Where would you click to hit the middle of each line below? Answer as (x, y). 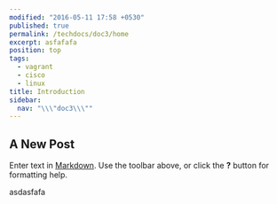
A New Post (42, 144)
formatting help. (39, 175)
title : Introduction (47, 91)
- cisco (32, 75)
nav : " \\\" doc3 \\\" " (55, 108)
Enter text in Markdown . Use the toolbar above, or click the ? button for (139, 166)
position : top (36, 51)
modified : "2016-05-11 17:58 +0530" (77, 17)
